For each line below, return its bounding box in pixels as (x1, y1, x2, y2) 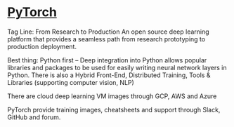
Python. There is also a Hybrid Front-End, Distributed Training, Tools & (7, 71, 211, 79)
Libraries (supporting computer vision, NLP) (7, 78, 135, 86)
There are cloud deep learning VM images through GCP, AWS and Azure (7, 92, 217, 100)
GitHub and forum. (7, 113, 61, 121)
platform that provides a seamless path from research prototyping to (7, 34, 206, 43)
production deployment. (7, 42, 77, 51)
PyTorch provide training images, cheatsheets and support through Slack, (7, 105, 221, 114)
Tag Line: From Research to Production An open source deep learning (7, 27, 209, 36)
